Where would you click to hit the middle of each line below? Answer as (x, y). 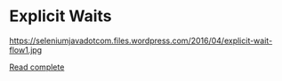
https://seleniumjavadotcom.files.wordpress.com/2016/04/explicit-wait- (141, 40)
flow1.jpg (26, 49)
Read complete (37, 67)
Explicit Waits (61, 16)
